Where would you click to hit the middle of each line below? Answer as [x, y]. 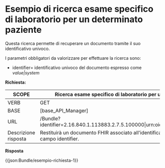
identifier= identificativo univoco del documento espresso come [77, 68]
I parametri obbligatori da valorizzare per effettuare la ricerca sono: [73, 58]
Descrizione [21, 132]
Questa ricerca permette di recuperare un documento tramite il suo [73, 43]
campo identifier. [60, 139]
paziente [23, 30]
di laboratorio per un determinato [74, 19]
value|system [26, 72]
